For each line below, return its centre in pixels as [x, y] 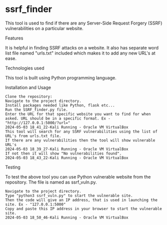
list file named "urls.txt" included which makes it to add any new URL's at [80, 53]
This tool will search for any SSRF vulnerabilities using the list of [81, 131]
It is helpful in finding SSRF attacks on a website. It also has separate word [82, 47]
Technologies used [25, 68]
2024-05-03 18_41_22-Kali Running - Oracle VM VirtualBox [67, 127]
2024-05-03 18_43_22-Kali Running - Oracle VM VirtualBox [67, 158]
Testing [13, 167]
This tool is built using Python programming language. [61, 77]
